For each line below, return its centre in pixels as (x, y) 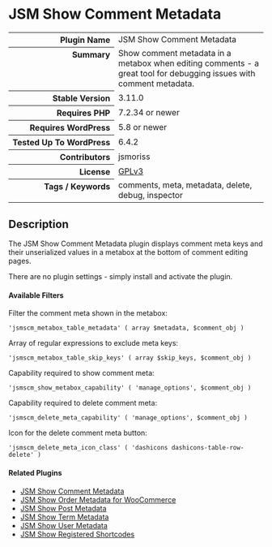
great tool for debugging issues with (187, 74)
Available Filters (36, 295)
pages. (20, 261)
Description (38, 224)
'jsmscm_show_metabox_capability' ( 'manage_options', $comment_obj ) (130, 388)
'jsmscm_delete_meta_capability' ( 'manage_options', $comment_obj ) (128, 418)
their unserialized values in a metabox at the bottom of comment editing (128, 252)
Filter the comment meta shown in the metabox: (88, 313)
